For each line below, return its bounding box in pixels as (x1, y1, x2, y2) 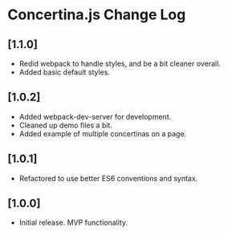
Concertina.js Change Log (7, 6, 186, 24)
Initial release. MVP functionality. (18, 218, 128, 228)
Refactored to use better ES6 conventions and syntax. (18, 173, 198, 183)
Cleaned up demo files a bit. (18, 120, 113, 130)
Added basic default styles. (18, 67, 110, 77)
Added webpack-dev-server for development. (18, 111, 172, 121)
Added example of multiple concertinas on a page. (18, 128, 187, 138)
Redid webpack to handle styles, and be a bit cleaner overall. (18, 59, 222, 68)
